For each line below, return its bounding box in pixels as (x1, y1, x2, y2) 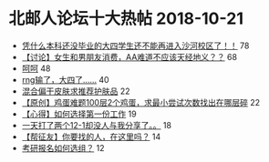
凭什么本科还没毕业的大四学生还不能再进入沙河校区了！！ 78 (21, 40, 250, 51)
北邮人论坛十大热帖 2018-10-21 (8, 8, 243, 29)
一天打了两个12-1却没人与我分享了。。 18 (21, 119, 172, 130)
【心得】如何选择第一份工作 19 (21, 108, 138, 119)
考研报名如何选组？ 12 (21, 142, 105, 153)
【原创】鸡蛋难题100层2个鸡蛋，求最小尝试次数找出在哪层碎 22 (21, 96, 261, 107)
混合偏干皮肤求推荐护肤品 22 (21, 86, 130, 96)
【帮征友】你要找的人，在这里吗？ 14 (21, 131, 161, 142)
